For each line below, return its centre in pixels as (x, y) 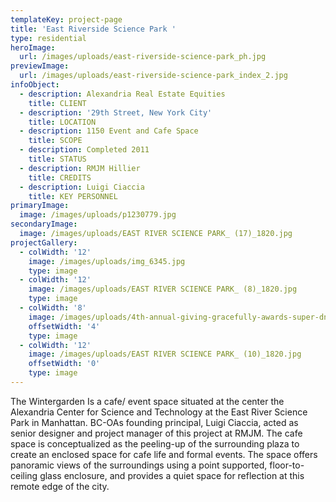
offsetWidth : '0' (64, 364)
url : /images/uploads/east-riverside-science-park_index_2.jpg (153, 76)
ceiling (24, 475)
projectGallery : (44, 242)
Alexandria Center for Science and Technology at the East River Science (159, 412)
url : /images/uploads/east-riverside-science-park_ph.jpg (143, 57)
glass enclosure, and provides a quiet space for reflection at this (172, 475)
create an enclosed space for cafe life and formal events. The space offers (164, 454)
